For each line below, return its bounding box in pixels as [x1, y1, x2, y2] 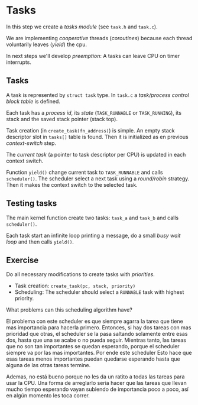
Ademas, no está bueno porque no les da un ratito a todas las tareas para [6, 373, 185, 380]
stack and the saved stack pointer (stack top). [6, 115, 118, 122]
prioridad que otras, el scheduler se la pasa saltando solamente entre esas [6, 331, 188, 338]
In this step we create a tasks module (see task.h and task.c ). [6, 23, 158, 30]
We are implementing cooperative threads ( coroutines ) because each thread [6, 34, 193, 41]
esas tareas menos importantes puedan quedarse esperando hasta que [6, 355, 180, 362]
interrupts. [6, 59, 31, 66]
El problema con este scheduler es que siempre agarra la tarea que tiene [6, 317, 183, 325]
